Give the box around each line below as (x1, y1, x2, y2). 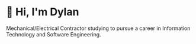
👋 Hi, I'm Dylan (6, 5, 79, 19)
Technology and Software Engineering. (6, 31, 102, 38)
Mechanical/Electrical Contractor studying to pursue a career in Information (6, 25, 191, 32)
